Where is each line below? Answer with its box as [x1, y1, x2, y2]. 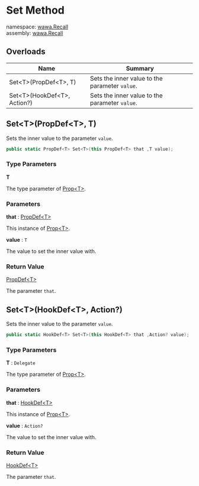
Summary [126, 64, 154, 72]
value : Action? [6, 422, 43, 429]
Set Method [6, 4, 65, 17]
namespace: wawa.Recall [6, 23, 69, 30]
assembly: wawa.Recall [6, 29, 63, 36]
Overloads [6, 47, 46, 57]
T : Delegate [6, 359, 36, 366]
